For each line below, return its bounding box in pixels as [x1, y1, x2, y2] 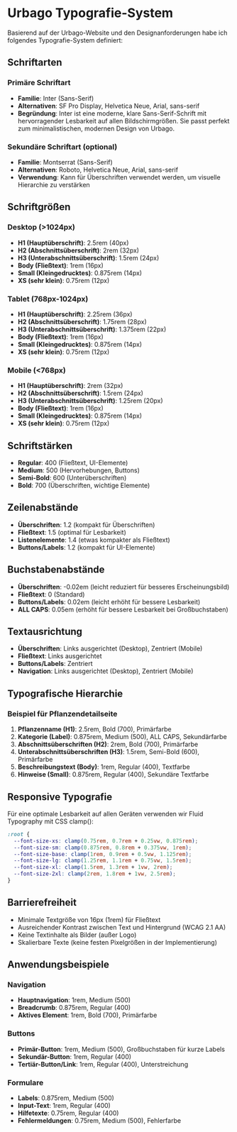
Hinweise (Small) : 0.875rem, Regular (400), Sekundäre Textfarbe [17, 770, 209, 779]
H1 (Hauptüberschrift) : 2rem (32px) [17, 382, 123, 390]
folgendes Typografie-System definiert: [7, 35, 123, 44]
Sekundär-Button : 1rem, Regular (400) [17, 1052, 132, 1061]
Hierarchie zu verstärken [17, 180, 90, 189]
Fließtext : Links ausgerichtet [17, 652, 102, 660]
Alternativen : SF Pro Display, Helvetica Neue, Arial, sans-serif [17, 101, 200, 110]
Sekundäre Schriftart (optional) [7, 142, 118, 152]
